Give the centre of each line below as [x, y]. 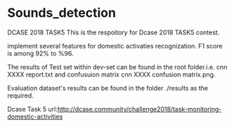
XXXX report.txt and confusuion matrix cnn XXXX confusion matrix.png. [111, 74]
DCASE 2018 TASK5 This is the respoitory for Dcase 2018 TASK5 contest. [113, 32]
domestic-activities [35, 116]
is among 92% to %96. [40, 53]
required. [20, 95]
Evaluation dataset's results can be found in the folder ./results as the [108, 88]
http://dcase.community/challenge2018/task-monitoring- [139, 109]
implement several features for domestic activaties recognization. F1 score [115, 46]
